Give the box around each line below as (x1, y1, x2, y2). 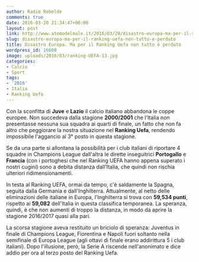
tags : (6, 75, 20, 81)
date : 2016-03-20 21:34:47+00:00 (6, 20, 89, 25)
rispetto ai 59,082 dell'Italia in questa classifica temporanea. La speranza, (6, 200, 187, 207)
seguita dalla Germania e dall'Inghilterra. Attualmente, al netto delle (6, 187, 170, 194)
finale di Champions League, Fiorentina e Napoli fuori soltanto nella (6, 230, 171, 237)
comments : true (6, 14, 44, 20)
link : (6, 31, 20, 37)
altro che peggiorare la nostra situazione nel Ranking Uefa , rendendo (6, 126, 175, 133)
